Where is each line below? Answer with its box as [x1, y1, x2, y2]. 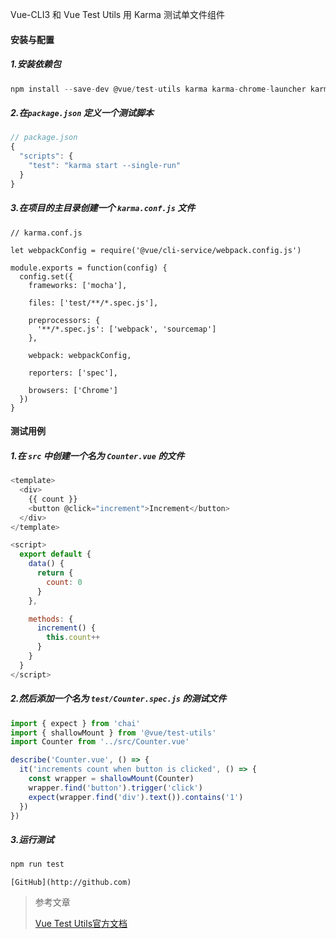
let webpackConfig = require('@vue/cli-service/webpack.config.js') [10, 245, 302, 255]
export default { [19, 549, 92, 560]
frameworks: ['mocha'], [28, 280, 128, 290]
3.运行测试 [10, 834, 55, 845]
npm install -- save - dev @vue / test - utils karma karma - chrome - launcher [10, 84, 307, 94]
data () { [28, 559, 65, 569]
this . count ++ [46, 633, 101, 643]
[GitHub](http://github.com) [10, 878, 132, 888]
